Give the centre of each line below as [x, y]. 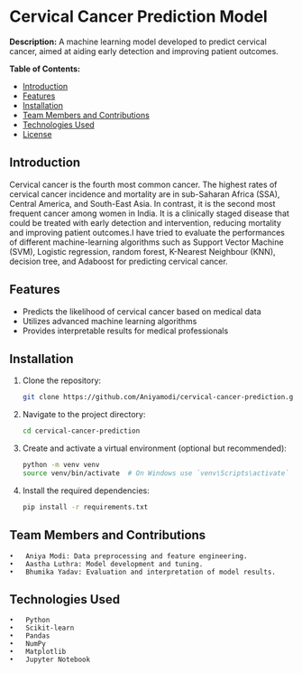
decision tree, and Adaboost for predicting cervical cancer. [119, 261]
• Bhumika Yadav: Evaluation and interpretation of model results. [143, 572]
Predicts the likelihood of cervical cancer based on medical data [142, 311]
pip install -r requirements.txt [85, 507]
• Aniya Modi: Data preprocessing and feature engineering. [128, 556]
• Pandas [30, 636]
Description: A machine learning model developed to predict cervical [138, 42]
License [37, 134]
